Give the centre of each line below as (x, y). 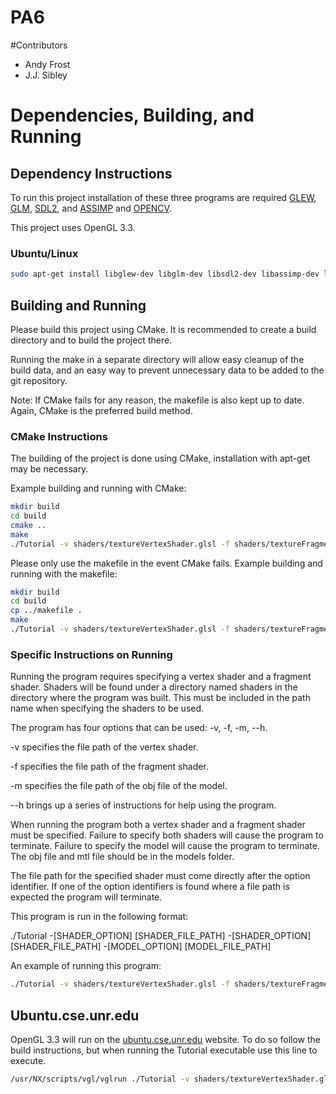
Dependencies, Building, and (132, 115)
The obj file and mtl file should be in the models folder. (122, 857)
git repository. (39, 380)
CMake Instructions (59, 436)
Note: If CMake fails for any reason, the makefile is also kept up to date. (157, 400)
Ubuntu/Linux (44, 253)
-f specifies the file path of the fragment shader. (109, 767)
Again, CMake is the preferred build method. (101, 410)
